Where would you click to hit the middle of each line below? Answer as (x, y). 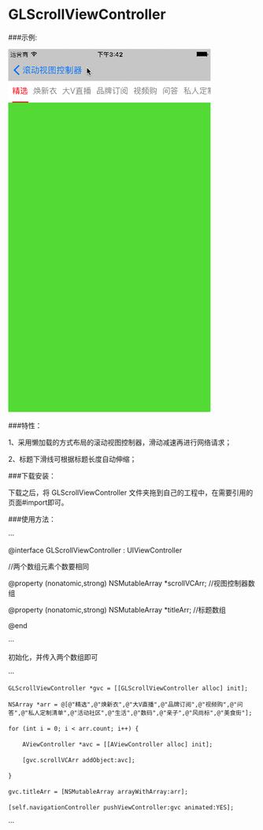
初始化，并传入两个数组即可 (53, 657)
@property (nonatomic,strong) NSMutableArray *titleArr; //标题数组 (117, 609)
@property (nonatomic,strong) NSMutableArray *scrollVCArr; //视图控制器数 (132, 583)
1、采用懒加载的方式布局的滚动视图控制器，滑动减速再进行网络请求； (120, 442)
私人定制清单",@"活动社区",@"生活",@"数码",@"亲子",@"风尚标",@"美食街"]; (140, 713)
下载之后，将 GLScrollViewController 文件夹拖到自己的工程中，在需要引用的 (131, 492)
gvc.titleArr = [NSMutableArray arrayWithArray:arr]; (98, 791)
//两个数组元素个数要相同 (49, 566)
